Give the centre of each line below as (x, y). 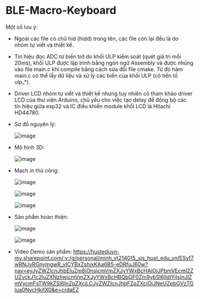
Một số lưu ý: (22, 27)
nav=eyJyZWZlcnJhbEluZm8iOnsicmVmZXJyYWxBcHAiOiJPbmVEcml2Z (104, 270)
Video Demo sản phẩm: (43, 251)
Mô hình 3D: (29, 147)
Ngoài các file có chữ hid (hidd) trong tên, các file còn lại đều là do (96, 38)
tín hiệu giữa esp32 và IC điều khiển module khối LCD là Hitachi (92, 106)
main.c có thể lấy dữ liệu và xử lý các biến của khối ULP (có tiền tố (96, 75)
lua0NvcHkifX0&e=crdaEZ (47, 289)
